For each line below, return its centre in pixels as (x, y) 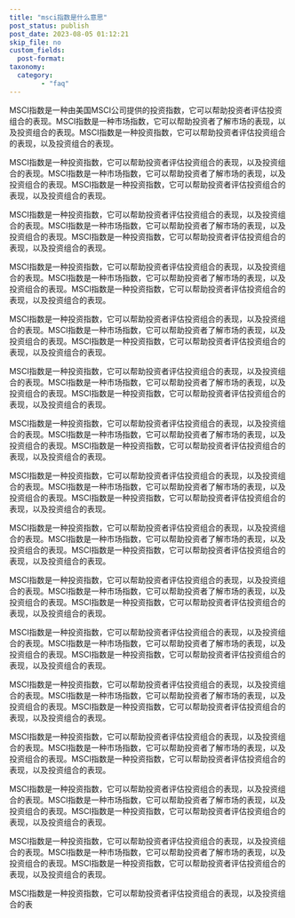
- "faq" (55, 84)
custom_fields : (37, 51)
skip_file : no (36, 42)
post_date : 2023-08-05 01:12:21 (69, 34)
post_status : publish (49, 26)
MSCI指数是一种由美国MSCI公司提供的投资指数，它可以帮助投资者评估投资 (146, 110)
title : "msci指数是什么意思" (59, 17)
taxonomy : (28, 68)
